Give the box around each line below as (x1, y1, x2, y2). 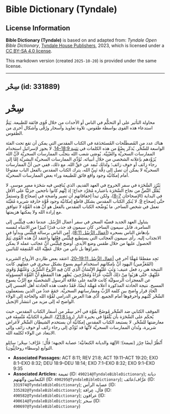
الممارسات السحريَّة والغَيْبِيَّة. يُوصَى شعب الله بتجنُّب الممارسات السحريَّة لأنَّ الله (6, 151, 155, 157)
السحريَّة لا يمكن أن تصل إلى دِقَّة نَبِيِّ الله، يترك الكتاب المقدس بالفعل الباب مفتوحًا (6, 167, 159, 173)
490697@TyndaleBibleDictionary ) (13, 403, 81, 409)
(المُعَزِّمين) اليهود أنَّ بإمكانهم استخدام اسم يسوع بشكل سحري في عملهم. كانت (6, 261, 154, 267)
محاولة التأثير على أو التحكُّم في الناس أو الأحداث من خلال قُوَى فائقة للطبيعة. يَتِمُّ (6, 119, 155, 126)
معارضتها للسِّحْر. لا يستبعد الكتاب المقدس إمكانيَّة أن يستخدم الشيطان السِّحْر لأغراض (6, 319, 164, 325)
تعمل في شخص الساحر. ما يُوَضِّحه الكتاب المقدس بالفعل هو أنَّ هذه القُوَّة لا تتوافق (6, 203, 159, 210)
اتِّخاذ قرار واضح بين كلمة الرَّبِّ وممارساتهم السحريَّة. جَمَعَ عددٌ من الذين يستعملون (6, 287, 157, 294)
